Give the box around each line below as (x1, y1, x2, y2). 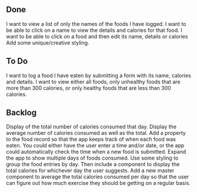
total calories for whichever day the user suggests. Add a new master (6, 167, 175, 174)
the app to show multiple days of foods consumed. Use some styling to (6, 154, 179, 161)
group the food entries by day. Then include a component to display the (6, 161, 180, 168)
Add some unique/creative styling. (6, 39, 89, 46)
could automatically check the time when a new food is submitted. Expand (6, 148, 186, 155)
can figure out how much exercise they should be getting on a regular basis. (6, 180, 191, 187)
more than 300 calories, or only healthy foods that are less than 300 (6, 84, 172, 91)
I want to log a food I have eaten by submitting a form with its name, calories (6, 72, 191, 79)
